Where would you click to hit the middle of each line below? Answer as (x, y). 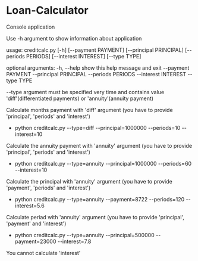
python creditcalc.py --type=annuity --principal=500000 (84, 235)
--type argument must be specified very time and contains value (85, 92)
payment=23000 (35, 241)
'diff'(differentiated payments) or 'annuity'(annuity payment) (80, 98)
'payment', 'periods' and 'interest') (48, 188)
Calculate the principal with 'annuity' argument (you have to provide (89, 181)
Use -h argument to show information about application (74, 38)
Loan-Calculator (47, 10)
